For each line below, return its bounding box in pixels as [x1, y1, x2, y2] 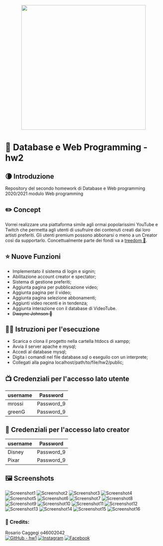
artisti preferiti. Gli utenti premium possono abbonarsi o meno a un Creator [5, 232, 158, 238]
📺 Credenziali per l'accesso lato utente [5, 374, 130, 383]
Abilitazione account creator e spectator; [12, 273, 96, 279]
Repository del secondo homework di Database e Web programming [5, 185, 146, 191]
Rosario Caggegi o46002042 [5, 530, 65, 536]
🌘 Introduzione [5, 172, 54, 181]
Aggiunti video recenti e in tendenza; [12, 300, 88, 306]
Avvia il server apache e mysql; [12, 343, 77, 349]
